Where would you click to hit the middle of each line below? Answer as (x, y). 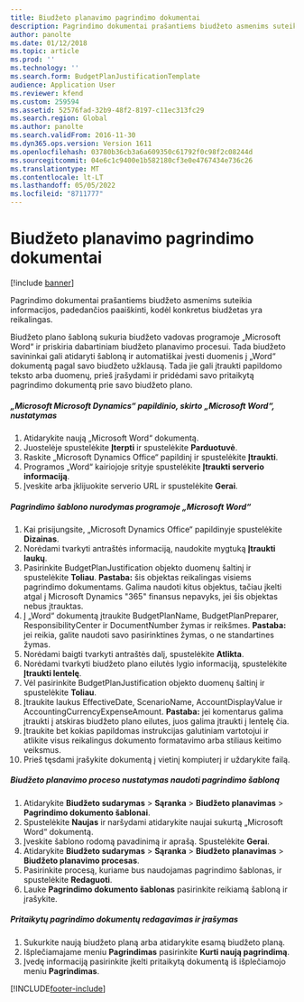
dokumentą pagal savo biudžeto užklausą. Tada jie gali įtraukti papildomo (146, 366)
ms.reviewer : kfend (47, 93)
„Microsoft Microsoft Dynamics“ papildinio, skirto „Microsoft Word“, (143, 405)
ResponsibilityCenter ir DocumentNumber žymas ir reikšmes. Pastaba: (155, 625)
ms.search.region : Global (59, 118)
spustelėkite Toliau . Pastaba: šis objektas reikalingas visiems (137, 577)
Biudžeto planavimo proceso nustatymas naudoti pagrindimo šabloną (145, 780)
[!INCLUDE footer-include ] (58, 988)
